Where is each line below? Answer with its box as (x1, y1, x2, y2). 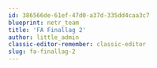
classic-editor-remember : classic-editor (8, 41, 147, 48)
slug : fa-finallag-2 (8, 48, 77, 55)
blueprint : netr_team (8, 19, 80, 27)
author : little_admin (8, 33, 80, 41)
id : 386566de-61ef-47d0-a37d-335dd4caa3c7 (8, 11, 150, 20)
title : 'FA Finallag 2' (8, 26, 87, 34)
